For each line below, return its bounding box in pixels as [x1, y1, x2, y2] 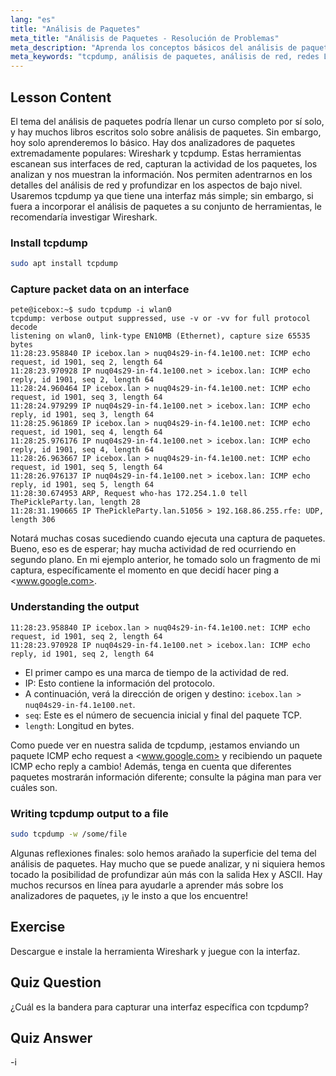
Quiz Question [10, 974, 102, 991]
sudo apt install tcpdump [10, 259, 118, 269]
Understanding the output [10, 600, 140, 614]
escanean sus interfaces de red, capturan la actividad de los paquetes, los [10, 157, 318, 170]
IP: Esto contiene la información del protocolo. [24, 677, 215, 689]
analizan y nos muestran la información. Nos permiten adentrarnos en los [10, 168, 313, 180]
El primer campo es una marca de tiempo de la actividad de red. [24, 666, 289, 678]
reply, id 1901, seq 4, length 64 [10, 445, 155, 455]
